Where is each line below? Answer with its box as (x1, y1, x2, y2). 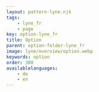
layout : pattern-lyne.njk (6, 8, 71, 15)
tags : (6, 15, 20, 21)
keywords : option (6, 54, 50, 60)
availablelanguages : (6, 65, 59, 71)
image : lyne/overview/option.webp (6, 48, 94, 54)
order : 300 (6, 59, 34, 65)
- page (17, 25, 34, 32)
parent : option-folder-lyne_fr (6, 43, 85, 49)
